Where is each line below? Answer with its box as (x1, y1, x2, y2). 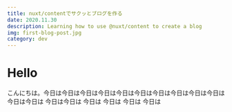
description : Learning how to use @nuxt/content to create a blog (7, 23, 202, 30)
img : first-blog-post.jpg (7, 29, 81, 36)
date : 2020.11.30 (7, 16, 57, 23)
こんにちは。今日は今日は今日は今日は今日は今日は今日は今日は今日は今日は (7, 89, 225, 97)
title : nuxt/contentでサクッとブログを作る (7, 10, 123, 17)
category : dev (7, 36, 48, 43)
